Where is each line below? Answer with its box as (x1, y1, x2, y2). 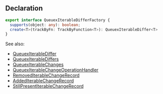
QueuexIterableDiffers (12, 56, 59, 62)
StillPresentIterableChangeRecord (12, 83, 84, 89)
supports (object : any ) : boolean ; (10, 22, 81, 27)
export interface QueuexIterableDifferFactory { (5, 17, 110, 22)
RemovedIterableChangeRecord (12, 72, 80, 78)
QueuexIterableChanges (12, 61, 64, 68)
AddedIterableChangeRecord (12, 78, 74, 84)
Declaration (5, 4, 43, 13)
